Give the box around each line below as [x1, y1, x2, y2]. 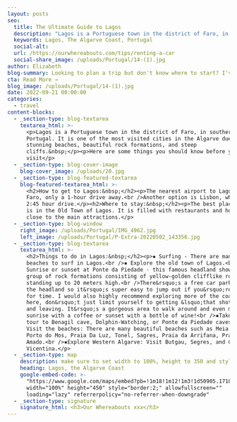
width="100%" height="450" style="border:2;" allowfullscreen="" [25, 384, 222, 392]
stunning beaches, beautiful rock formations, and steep [25, 142, 197, 149]
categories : [7, 96, 42, 103]
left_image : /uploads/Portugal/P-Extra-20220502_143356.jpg [20, 234, 200, 241]
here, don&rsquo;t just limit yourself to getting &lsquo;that [25, 299, 217, 306]
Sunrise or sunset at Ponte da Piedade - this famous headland [25, 266, 217, 273]
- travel [13, 102, 39, 109]
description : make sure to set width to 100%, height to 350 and [20, 358, 217, 366]
